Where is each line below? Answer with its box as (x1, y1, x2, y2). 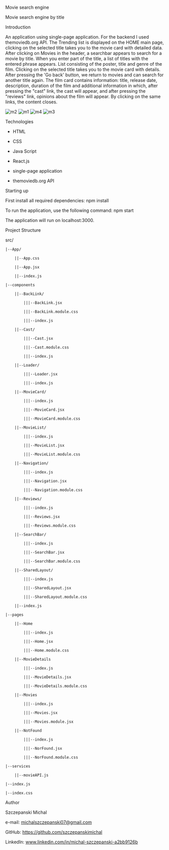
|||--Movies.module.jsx (23, 719, 74, 724)
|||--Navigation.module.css (23, 487, 83, 492)
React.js (12, 158, 30, 164)
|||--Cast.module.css (23, 345, 70, 350)
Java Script (12, 148, 37, 154)
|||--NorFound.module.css (23, 755, 79, 760)
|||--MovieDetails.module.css (23, 683, 87, 689)
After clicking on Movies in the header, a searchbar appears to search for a (5, 50, 162, 56)
